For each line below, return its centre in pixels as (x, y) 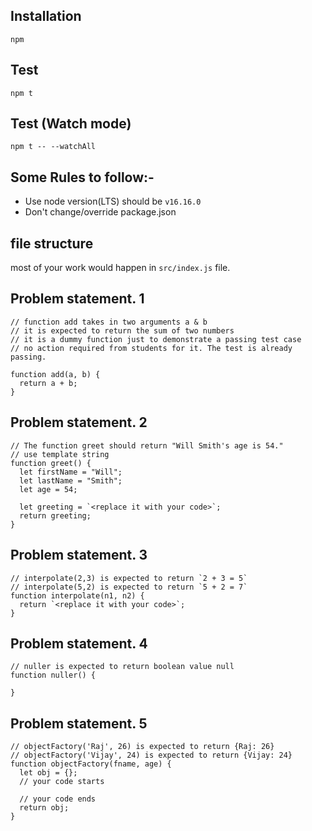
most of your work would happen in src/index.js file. (120, 268)
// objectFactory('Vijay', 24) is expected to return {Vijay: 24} (151, 755)
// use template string (60, 454)
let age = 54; (48, 489)
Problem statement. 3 (79, 555)
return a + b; (48, 383)
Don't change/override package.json (100, 212)
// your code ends (58, 799)
